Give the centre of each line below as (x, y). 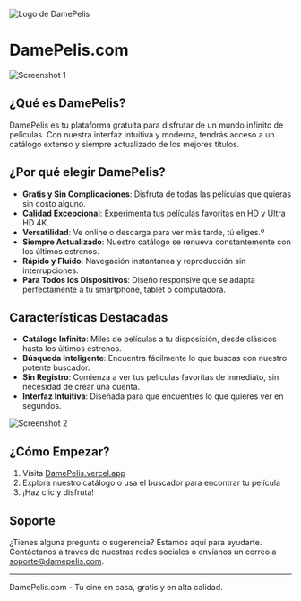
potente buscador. (56, 367)
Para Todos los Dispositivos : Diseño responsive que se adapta (138, 279)
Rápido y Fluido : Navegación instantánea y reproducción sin (134, 261)
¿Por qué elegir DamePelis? (87, 172)
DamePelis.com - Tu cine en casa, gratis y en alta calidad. (116, 587)
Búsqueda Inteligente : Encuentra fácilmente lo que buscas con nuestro (155, 358)
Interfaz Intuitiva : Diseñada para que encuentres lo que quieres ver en (153, 396)
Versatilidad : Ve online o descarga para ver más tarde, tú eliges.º (143, 232)
